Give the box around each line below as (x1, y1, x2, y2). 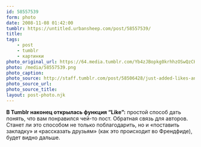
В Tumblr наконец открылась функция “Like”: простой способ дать (6, 108, 181, 115)
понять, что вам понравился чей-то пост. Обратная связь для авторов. (6, 115, 188, 122)
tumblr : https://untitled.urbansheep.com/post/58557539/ (6, 25, 151, 32)
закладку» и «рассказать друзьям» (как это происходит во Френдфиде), (6, 127, 193, 134)
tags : (6, 36, 20, 42)
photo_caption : (6, 70, 44, 76)
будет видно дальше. (6, 134, 60, 141)
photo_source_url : (6, 81, 52, 87)
